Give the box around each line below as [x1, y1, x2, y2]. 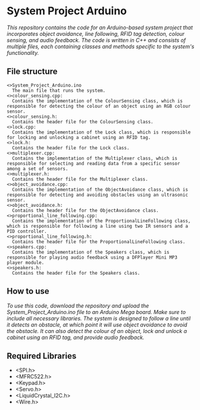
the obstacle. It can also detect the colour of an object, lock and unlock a [7, 327, 187, 334]
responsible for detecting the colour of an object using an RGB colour [7, 103, 191, 109]
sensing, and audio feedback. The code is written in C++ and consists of [7, 36, 186, 44]
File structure [7, 67, 58, 77]
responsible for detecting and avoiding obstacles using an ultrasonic [7, 192, 188, 198]
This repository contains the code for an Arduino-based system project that [7, 24, 193, 31]
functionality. [7, 49, 39, 56]
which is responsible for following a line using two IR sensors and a [7, 223, 188, 229]
